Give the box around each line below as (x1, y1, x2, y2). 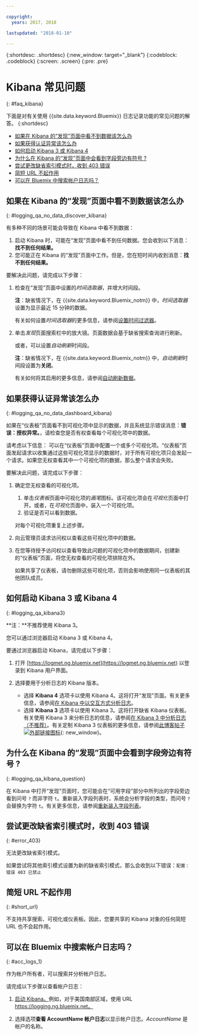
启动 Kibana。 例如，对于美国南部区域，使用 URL (14, 995, 133, 1002)
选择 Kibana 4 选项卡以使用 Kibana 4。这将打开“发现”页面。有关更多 (23, 692, 190, 699)
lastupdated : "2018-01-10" (6, 30, 72, 36)
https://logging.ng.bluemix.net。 (14, 1003, 94, 1010)
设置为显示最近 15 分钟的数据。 (14, 304, 90, 311)
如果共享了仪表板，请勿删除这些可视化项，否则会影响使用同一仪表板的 (14, 567, 186, 574)
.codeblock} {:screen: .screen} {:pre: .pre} (6, 57, 108, 65)
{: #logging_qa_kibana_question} (6, 775, 85, 782)
